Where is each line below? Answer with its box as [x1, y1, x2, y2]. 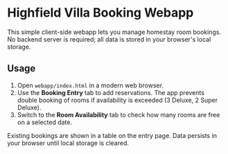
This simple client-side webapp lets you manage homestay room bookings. [7, 28, 222, 36]
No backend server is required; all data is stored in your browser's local [7, 35, 211, 43]
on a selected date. [17, 118, 73, 126]
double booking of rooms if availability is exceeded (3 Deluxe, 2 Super [17, 96, 218, 104]
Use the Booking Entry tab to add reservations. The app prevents [17, 88, 204, 96]
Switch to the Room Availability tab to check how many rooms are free [17, 110, 220, 119]
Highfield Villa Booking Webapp [7, 5, 194, 21]
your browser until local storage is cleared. [7, 139, 130, 147]
